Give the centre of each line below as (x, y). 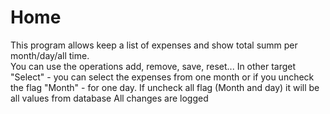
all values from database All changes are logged (109, 98)
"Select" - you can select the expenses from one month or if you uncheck (162, 77)
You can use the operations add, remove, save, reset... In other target (153, 66)
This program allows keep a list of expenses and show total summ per (154, 45)
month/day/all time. (50, 55)
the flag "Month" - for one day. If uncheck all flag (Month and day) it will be (165, 87)
